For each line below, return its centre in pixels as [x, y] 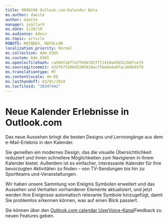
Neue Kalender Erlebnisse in [67, 111]
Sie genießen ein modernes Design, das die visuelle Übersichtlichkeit [78, 152]
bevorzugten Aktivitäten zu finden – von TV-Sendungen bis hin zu [75, 168]
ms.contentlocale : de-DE [32, 77]
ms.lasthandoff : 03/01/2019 [35, 82]
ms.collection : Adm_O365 [32, 53]
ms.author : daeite [25, 15]
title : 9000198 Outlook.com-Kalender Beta [51, 10]
